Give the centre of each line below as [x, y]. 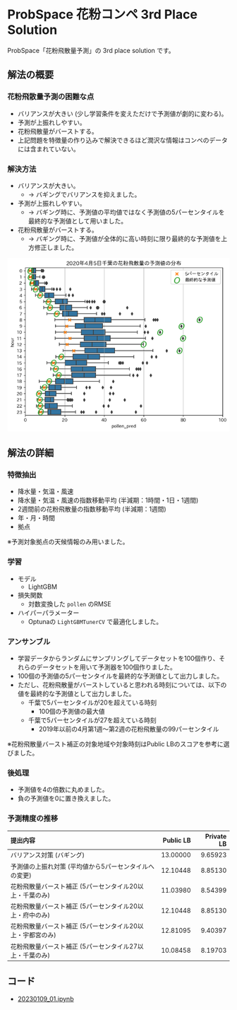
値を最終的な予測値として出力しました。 [76, 694]
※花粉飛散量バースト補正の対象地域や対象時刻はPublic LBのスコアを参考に [115, 744]
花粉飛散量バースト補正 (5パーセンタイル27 [74, 946]
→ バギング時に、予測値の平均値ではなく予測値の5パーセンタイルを [126, 212]
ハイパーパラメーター [48, 613]
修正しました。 [56, 247]
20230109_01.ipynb [45, 999]
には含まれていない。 [48, 148]
